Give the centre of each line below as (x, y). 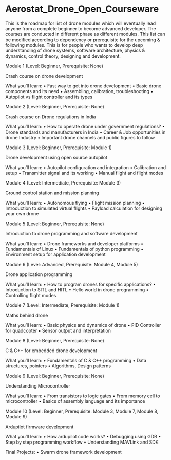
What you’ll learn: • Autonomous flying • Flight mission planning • (75, 203)
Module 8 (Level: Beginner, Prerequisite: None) (55, 340)
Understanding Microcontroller (38, 385)
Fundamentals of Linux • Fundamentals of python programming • (74, 249)
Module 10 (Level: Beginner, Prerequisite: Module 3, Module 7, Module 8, (82, 411)
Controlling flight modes (31, 295)
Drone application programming (39, 274)
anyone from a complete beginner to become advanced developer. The (81, 28)
